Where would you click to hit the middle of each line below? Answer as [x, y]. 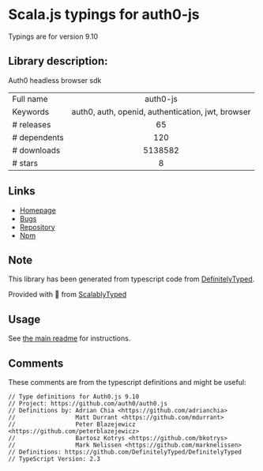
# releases [32, 124]
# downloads [36, 150]
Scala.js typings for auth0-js [104, 15]
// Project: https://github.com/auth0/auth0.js [88, 404]
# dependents [38, 138]
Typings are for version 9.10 [53, 36]
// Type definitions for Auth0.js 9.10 [74, 397]
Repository [37, 227]
